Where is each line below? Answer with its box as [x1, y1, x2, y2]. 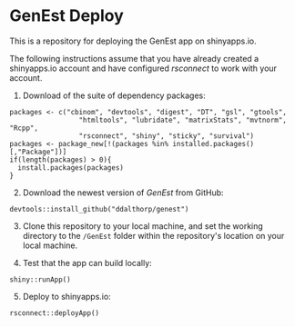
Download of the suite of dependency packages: [22, 90, 207, 101]
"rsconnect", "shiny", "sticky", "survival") [78, 131, 255, 141]
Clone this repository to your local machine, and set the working [22, 220, 264, 232]
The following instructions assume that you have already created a [9, 53, 259, 64]
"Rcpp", [9, 124, 39, 133]
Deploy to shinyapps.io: [22, 291, 111, 302]
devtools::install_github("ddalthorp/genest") [9, 204, 189, 213]
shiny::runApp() [9, 274, 71, 284]
